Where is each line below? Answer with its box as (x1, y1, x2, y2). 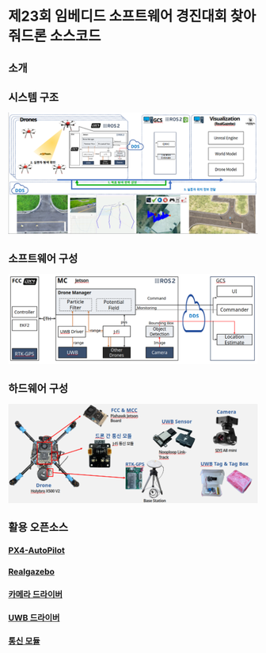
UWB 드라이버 (8, 612, 60, 623)
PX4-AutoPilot (8, 545, 65, 556)
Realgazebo (8, 567, 55, 577)
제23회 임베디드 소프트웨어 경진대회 (8, 7, 228, 25)
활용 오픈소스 (8, 520, 69, 534)
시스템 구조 (8, 90, 59, 104)
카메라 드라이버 (8, 589, 63, 600)
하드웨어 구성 (8, 382, 69, 395)
